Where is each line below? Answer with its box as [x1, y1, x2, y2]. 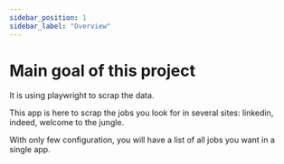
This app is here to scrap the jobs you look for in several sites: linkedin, [9, 107, 274, 118]
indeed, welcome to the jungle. [9, 117, 125, 128]
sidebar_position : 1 [9, 13, 88, 23]
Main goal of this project [9, 60, 196, 81]
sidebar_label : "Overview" [9, 22, 111, 31]
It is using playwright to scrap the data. [9, 90, 155, 101]
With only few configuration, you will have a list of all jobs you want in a [9, 134, 276, 145]
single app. [9, 144, 52, 155]
